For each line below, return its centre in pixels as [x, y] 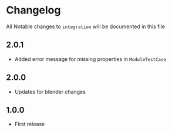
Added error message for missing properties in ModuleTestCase [90, 59]
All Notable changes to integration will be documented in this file [86, 26]
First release [30, 124]
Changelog [33, 10]
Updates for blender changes [50, 92]
